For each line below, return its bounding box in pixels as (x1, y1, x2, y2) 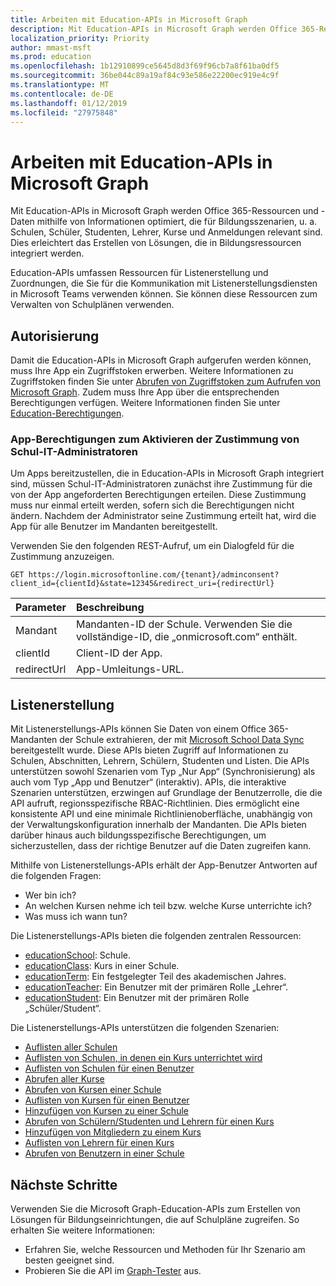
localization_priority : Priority (10, 33, 150, 43)
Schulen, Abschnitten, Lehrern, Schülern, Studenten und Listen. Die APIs (10, 755, 310, 767)
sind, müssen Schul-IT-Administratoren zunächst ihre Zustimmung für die (10, 478, 313, 490)
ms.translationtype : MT (10, 80, 110, 90)
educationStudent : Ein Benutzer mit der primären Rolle (24, 992, 250, 1004)
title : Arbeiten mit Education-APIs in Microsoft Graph (10, 14, 248, 25)
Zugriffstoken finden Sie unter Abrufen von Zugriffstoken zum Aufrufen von (10, 376, 321, 388)
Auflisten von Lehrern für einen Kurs (24, 1137, 175, 1149)
